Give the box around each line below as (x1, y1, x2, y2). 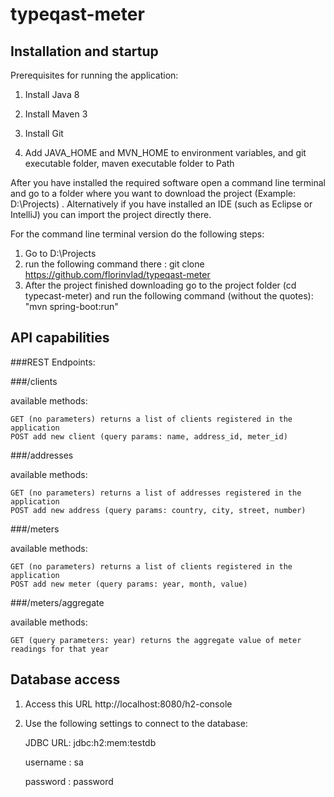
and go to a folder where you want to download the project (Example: (10, 188, 296, 199)
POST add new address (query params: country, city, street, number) (10, 505, 307, 515)
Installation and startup (10, 43, 159, 60)
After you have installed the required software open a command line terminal (10, 177, 326, 188)
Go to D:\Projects (24, 248, 97, 259)
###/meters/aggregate (10, 596, 105, 608)
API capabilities (10, 329, 110, 347)
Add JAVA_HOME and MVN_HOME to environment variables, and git (24, 147, 307, 158)
